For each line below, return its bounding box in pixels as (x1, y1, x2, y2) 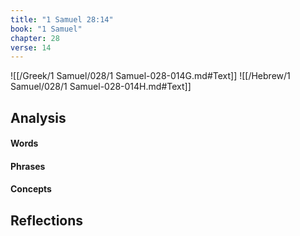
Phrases (10, 160, 46, 172)
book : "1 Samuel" (10, 24, 83, 34)
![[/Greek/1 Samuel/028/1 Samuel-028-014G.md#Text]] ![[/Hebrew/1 (10, 70, 291, 82)
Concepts (10, 183, 52, 195)
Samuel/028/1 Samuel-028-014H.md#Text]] (10, 81, 192, 93)
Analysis (10, 109, 67, 126)
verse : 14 (10, 42, 52, 53)
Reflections (10, 212, 84, 229)
